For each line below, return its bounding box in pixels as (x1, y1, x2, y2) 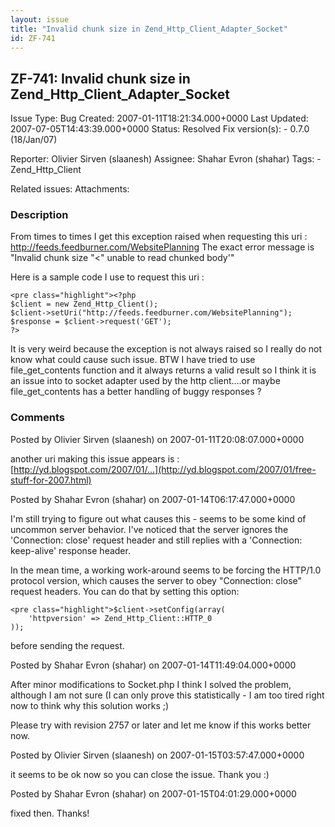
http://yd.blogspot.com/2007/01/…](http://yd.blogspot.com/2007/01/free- (13, 463, 317, 475)
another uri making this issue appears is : (10, 452, 180, 465)
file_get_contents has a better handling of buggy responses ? (10, 386, 262, 398)
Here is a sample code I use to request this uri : (10, 271, 205, 283)
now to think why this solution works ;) (10, 699, 170, 711)
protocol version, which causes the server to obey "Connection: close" (10, 574, 303, 586)
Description (10, 208, 69, 222)
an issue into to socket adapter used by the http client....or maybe (10, 375, 281, 387)
